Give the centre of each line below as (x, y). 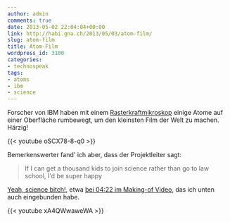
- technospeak (28, 66)
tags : (15, 73)
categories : (25, 60)
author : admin (28, 14)
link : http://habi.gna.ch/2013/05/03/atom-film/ (80, 33)
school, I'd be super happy (63, 176)
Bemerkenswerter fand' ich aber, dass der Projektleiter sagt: (94, 155)
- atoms (19, 79)
